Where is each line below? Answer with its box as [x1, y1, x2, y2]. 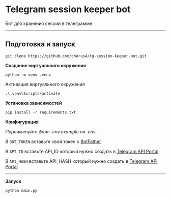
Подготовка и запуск [5, 40, 75, 49]
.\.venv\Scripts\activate [5, 91, 60, 96]
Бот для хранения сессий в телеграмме [5, 20, 93, 26]
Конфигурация [5, 119, 39, 125]
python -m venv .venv [5, 72, 51, 77]
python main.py [5, 188, 38, 193]
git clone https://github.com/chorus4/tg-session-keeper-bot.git [5, 53, 147, 59]
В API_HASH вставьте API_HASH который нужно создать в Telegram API [5, 158, 158, 164]
